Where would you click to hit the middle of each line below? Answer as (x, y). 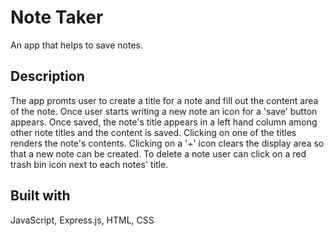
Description (47, 76)
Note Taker (57, 17)
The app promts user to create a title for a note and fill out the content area (164, 100)
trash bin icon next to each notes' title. (89, 164)
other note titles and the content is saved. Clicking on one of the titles (153, 132)
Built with (40, 196)
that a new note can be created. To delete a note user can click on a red (158, 153)
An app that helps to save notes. (76, 45)
